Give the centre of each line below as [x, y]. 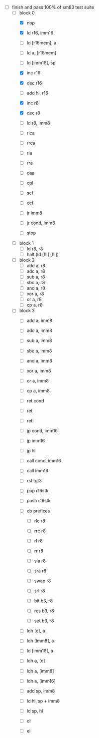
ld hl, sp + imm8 [43, 701]
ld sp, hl [35, 711]
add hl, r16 [37, 93]
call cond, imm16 [44, 461]
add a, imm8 [40, 321]
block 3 [27, 311]
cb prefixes [38, 511]
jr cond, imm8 [41, 223]
